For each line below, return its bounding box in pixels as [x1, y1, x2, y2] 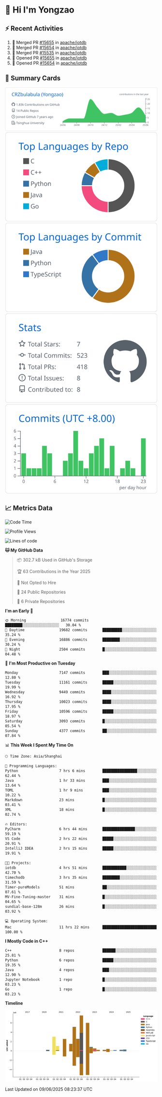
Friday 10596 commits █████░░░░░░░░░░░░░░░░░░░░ [5, 709, 157, 714]
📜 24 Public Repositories [16, 589, 66, 595]
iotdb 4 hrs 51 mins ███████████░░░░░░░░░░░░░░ [5, 865, 157, 871]
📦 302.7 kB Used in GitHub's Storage [16, 557, 93, 563]
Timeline [5, 1001, 23, 1006]
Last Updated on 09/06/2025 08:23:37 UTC [5, 1086, 93, 1092]
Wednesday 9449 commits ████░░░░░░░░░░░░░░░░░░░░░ [5, 690, 157, 695]
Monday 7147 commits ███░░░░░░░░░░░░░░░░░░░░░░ [5, 670, 157, 675]
